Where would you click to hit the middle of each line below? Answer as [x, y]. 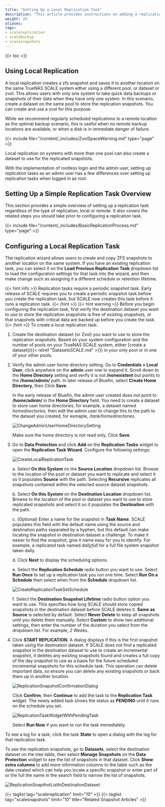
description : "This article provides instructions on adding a [71, 14]
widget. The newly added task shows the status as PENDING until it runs [86, 701]
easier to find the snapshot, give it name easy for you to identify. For [81, 540]
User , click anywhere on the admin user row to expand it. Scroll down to [85, 370]
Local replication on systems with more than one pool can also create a [77, 153]
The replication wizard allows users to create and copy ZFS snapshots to [79, 258]
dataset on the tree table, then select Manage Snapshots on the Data [76, 754]
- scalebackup [20, 37]
